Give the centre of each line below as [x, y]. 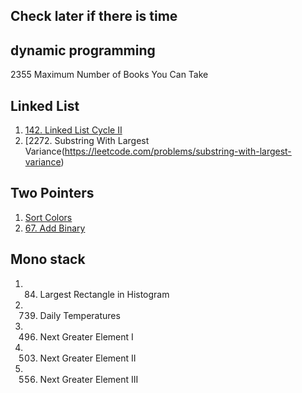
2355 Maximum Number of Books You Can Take [109, 75]
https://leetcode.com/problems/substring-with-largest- [178, 151]
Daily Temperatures [80, 315]
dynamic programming [83, 50]
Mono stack [48, 259]
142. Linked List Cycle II [73, 130]
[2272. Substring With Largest [87, 141]
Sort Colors [48, 217]
